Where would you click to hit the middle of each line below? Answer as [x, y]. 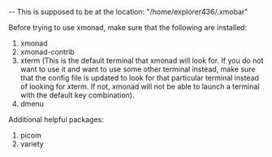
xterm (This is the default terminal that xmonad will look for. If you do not [142, 61]
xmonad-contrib [47, 52]
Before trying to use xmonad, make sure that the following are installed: [128, 27]
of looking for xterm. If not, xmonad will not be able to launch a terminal [140, 86]
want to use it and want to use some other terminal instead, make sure [138, 69]
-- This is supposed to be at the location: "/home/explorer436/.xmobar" [128, 12]
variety [32, 144]
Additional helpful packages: [56, 120]
